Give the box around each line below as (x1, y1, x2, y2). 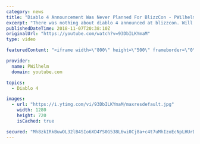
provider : (6, 58, 31, 64)
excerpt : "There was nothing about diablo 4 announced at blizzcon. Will (6, 20, 193, 26)
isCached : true (17, 118, 55, 124)
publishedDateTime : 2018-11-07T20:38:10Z (6, 25, 111, 32)
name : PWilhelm (11, 63, 49, 69)
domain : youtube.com (11, 69, 62, 75)
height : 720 (17, 112, 46, 118)
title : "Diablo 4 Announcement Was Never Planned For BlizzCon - (6, 14, 171, 20)
